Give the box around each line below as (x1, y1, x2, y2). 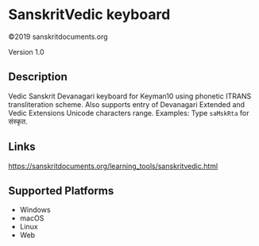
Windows (19, 205, 51, 215)
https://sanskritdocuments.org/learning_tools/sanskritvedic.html (8, 161, 218, 171)
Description (8, 70, 68, 84)
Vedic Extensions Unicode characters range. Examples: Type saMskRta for (8, 108, 249, 117)
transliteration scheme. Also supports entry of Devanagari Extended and (8, 99, 245, 109)
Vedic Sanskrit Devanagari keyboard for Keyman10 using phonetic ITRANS (8, 91, 252, 101)
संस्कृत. (8, 117, 28, 126)
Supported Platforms (8, 184, 114, 198)
